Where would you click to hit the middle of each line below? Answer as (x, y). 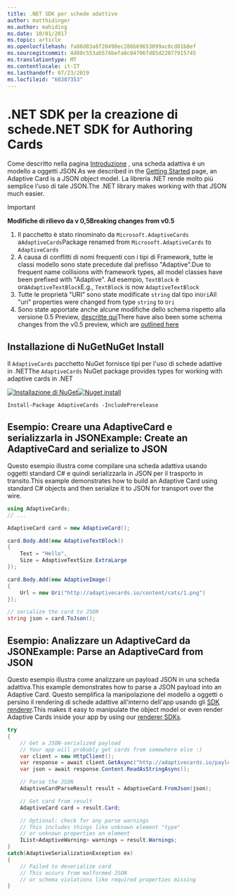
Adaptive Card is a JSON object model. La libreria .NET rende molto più (110, 179)
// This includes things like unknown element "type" (100, 827)
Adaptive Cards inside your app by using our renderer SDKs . (95, 717)
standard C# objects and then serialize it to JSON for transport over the (111, 488)
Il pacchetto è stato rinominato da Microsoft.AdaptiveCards (103, 235)
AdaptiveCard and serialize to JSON (87, 449)
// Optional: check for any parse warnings (85, 821)
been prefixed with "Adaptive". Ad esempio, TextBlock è (98, 280)
